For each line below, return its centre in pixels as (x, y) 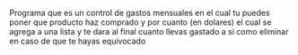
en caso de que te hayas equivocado (78, 41)
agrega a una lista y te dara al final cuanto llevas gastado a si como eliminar (149, 31)
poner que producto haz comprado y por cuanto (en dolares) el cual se (140, 22)
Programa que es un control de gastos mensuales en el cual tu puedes (140, 13)
